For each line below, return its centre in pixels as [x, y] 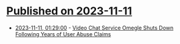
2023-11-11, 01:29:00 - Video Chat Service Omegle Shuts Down [94, 28]
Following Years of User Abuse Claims [63, 34]
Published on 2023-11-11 [69, 11]
